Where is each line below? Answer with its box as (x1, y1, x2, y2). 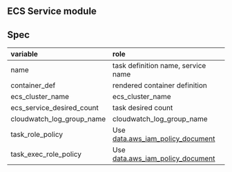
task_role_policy (10, 130, 64, 140)
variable (10, 50, 38, 59)
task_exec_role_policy (10, 149, 81, 159)
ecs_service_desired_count (10, 103, 99, 113)
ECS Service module (7, 6, 97, 17)
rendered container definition (113, 80, 207, 90)
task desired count (113, 103, 173, 113)
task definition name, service (113, 61, 206, 71)
